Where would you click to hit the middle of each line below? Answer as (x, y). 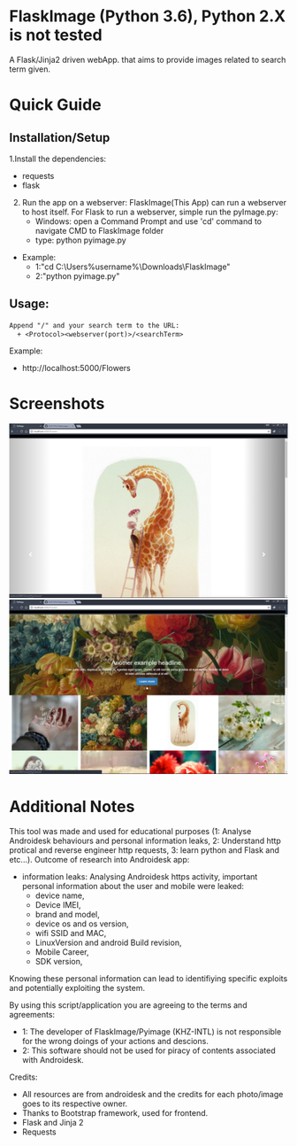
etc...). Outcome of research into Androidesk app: (99, 859)
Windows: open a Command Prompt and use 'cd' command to (148, 221)
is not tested (56, 35)
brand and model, (67, 914)
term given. (30, 69)
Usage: (30, 304)
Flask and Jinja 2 (53, 1122)
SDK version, (59, 961)
